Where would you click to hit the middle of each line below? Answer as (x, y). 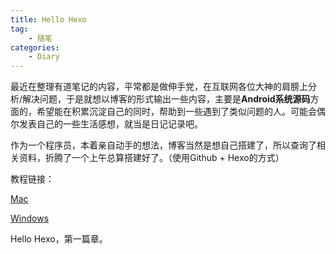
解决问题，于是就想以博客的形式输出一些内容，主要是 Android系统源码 (166, 99)
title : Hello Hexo (48, 19)
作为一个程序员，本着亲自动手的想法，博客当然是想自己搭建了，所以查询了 (163, 145)
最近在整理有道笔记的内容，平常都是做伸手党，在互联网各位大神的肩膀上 (159, 87)
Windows (30, 218)
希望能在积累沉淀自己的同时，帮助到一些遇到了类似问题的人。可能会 (176, 112)
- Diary (44, 57)
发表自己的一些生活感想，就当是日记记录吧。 (110, 124)
